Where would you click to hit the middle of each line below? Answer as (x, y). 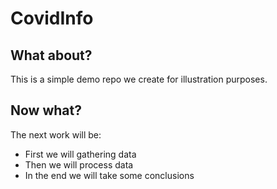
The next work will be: (56, 134)
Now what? (46, 110)
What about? (51, 55)
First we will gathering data (80, 154)
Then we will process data (79, 164)
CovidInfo (52, 18)
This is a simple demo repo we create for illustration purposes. (139, 79)
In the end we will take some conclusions (109, 175)
